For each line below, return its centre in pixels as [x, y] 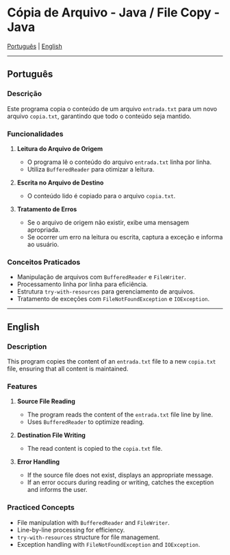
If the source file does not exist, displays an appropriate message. [120, 475]
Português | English [35, 46]
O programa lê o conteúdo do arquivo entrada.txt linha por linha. [119, 162]
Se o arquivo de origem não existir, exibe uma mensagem [108, 222]
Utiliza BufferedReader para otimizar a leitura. [91, 169]
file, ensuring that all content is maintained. [68, 368]
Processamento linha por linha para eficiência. [82, 284]
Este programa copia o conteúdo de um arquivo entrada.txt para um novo [112, 108]
